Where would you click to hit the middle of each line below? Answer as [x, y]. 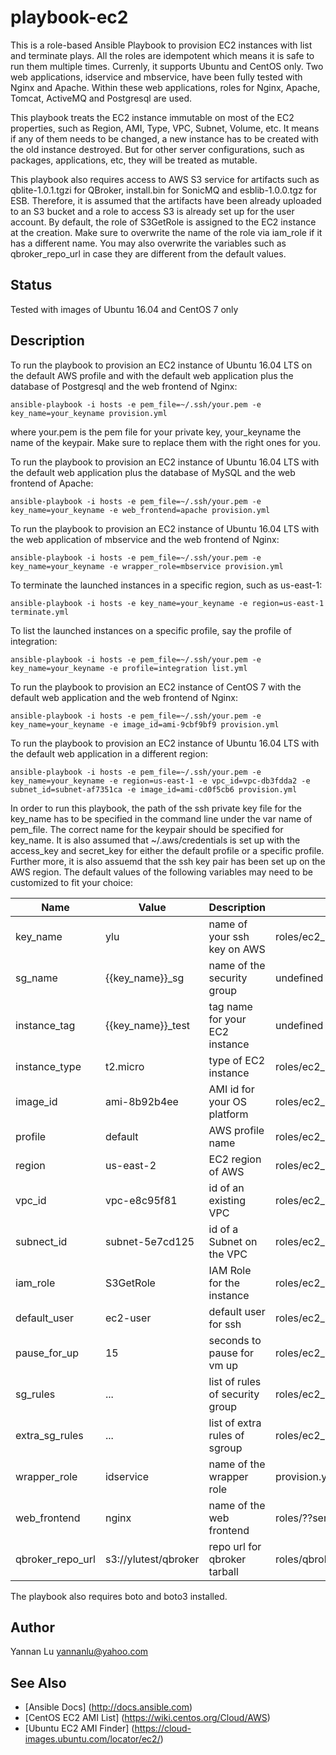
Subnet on [233, 1241]
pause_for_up [47, 1353]
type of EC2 [237, 1060]
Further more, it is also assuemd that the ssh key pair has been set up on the [168, 861]
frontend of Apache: [52, 483]
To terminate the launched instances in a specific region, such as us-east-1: [166, 585]
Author [32, 1627]
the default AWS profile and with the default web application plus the [152, 375]
